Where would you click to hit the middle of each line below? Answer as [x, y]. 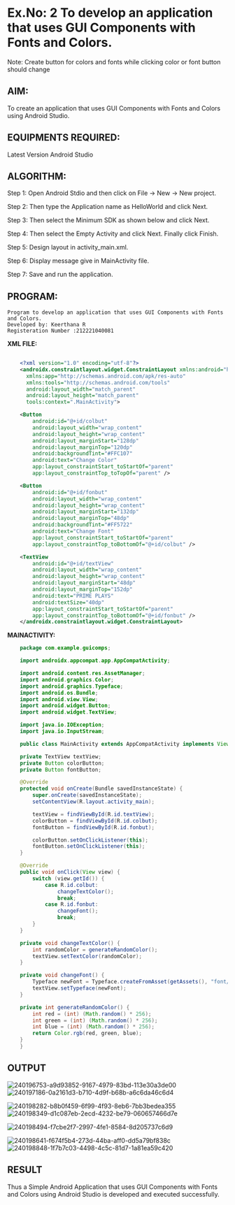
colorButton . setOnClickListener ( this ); [91, 840]
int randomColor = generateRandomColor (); [95, 950]
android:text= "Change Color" [75, 460]
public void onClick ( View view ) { [70, 872]
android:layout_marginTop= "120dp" [83, 447]
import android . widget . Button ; [65, 706]
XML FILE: [22, 344]
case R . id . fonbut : [71, 904]
